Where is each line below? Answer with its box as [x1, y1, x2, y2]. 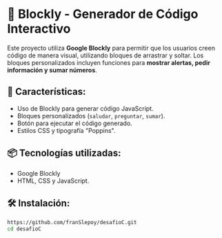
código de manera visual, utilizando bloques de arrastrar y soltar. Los [7, 51, 204, 59]
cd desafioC [7, 226, 41, 232]
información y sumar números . [7, 66, 98, 74]
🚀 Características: [7, 86, 86, 98]
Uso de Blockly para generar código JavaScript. [17, 104, 154, 113]
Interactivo [7, 21, 71, 37]
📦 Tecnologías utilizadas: [7, 147, 122, 159]
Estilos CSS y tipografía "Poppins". [17, 126, 116, 134]
